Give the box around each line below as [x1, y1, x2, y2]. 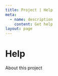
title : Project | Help [5, 7, 53, 13]
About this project [5, 65, 43, 71]
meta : [5, 12, 17, 17]
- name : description [10, 17, 53, 22]
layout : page [5, 26, 33, 31]
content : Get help [14, 21, 53, 27]
